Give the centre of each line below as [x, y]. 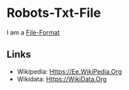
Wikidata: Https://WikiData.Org [62, 79]
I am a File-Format [33, 32]
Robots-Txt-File [54, 13]
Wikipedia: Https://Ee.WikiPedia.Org [69, 71]
